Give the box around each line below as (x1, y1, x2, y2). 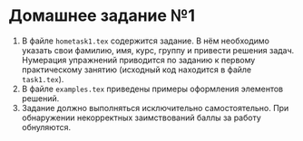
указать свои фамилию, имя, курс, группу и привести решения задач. (21, 44, 295, 55)
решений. (21, 92, 60, 104)
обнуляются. (21, 121, 72, 132)
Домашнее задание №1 (8, 5, 196, 26)
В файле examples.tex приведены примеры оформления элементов (21, 83, 283, 94)
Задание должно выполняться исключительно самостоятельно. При (21, 102, 289, 113)
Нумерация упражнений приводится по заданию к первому (21, 54, 256, 65)
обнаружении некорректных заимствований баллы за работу (21, 112, 262, 123)
